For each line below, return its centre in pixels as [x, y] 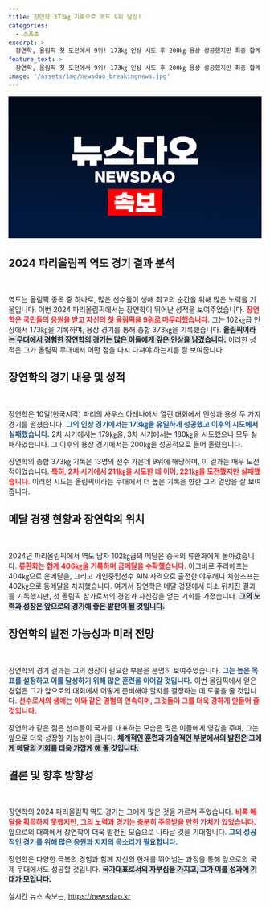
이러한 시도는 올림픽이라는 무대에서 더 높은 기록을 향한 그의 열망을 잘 [139, 481]
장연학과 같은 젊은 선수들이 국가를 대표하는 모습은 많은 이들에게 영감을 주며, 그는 [134, 727]
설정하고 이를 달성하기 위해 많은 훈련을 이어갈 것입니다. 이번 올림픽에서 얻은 [140, 681]
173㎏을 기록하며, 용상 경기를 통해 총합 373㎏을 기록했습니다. [125, 330]
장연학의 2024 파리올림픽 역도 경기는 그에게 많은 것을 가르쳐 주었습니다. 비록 [129, 812]
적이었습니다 [28, 471]
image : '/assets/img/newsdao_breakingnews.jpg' [90, 76]
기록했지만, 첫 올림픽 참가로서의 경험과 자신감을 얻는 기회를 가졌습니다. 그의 [135, 596]
